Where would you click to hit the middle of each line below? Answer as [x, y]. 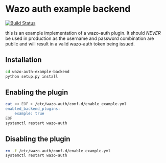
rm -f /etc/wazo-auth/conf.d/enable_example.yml [58, 151]
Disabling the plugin [38, 139]
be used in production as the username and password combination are [80, 38]
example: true [29, 114]
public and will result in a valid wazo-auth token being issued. [70, 43]
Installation [23, 60]
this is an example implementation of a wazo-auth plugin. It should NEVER [83, 33]
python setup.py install [32, 76]
